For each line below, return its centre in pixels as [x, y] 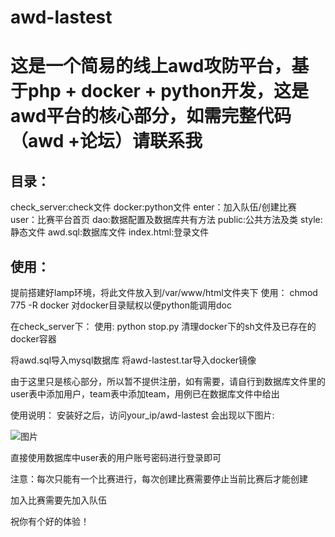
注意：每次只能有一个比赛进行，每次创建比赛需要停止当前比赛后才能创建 [159, 479]
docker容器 [33, 339]
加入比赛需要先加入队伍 [58, 500]
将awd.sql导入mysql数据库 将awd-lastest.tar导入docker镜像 [133, 360]
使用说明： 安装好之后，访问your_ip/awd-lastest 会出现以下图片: [142, 415]
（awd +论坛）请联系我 [106, 141]
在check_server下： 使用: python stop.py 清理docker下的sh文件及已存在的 [163, 326]
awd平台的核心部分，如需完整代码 [151, 116]
